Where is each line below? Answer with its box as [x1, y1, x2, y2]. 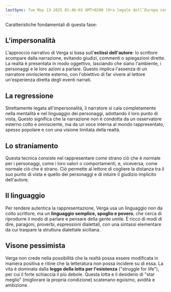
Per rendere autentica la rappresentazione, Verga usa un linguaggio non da [5, 205, 163, 211]
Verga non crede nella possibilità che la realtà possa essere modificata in [5, 255, 159, 261]
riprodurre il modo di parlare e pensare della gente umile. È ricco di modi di [5, 216, 162, 222]
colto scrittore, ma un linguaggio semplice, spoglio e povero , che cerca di [5, 210, 162, 217]
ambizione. [5, 282, 29, 288]
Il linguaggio [5, 192, 45, 200]
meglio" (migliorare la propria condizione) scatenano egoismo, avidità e [5, 276, 155, 283]
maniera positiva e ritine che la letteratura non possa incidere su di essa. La [5, 260, 164, 267]
